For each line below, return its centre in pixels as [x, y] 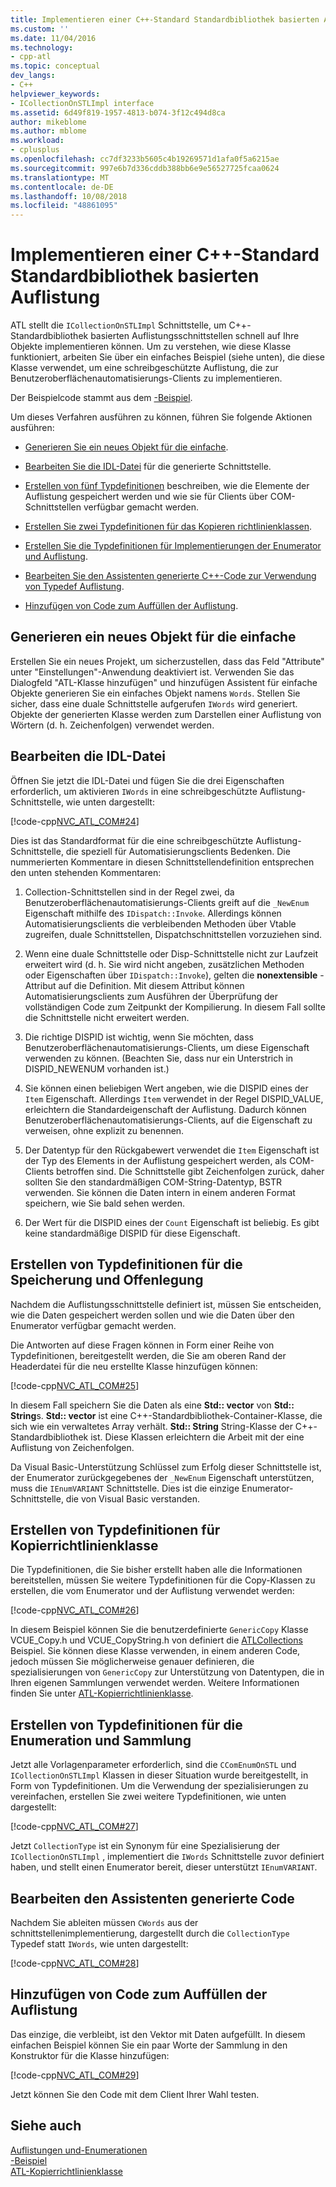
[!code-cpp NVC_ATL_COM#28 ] [75, 1963]
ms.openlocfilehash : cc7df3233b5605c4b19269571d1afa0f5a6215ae [145, 159]
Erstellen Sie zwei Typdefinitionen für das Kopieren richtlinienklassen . [168, 527]
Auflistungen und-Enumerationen [79, 2150]
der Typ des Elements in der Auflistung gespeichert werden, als [155, 1160]
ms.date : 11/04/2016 [53, 38]
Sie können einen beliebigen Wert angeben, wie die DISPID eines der [166, 1088]
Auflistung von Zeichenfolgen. [72, 1447]
